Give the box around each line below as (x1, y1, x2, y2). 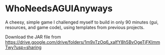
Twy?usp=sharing (5, 44, 42, 50)
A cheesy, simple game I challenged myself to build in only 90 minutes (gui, (5, 19, 159, 25)
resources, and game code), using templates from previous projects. (5, 24, 145, 30)
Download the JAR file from (5, 34, 61, 40)
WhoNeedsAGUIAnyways (5, 3, 113, 14)
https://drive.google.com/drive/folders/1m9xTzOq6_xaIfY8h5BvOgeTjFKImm (5, 39, 161, 45)
